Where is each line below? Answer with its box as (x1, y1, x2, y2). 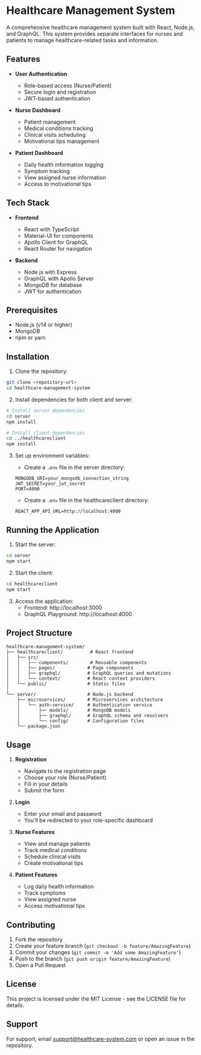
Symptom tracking (24, 167, 70, 174)
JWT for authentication (24, 288, 81, 295)
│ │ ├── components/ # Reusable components (6, 660, 147, 666)
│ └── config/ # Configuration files (17, 718, 145, 724)
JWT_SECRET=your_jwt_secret (14, 481, 86, 487)
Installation (6, 352, 49, 362)
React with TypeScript (24, 225, 80, 233)
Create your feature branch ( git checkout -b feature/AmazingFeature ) (14, 942, 191, 949)
